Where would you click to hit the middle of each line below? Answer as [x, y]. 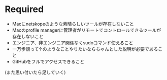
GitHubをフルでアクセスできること [48, 61]
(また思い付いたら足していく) [35, 72]
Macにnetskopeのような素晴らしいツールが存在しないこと [73, 24]
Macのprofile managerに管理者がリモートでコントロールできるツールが [87, 30]
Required [24, 9]
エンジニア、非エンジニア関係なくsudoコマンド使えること [73, 43]
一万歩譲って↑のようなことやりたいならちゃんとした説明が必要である [85, 49]
